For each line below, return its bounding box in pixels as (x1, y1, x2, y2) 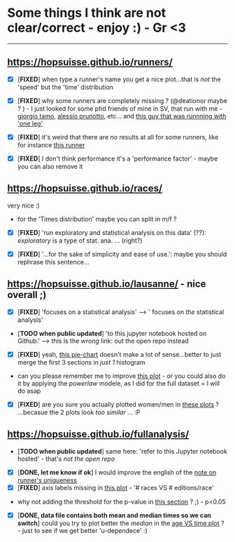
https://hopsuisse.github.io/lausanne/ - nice (7, 278, 206, 290)
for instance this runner (17, 140, 85, 149)
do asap (17, 386, 41, 395)
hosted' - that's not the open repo (17, 454, 115, 463)
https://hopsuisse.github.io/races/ (7, 182, 163, 194)
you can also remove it (17, 163, 83, 170)
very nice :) (7, 201, 40, 210)
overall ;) (7, 289, 47, 301)
